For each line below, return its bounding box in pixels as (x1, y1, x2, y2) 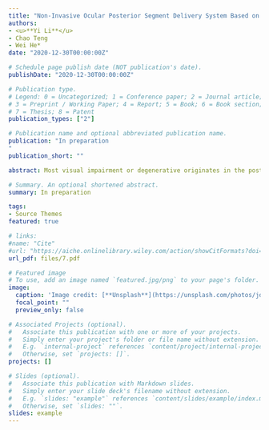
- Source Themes (8, 210, 62, 219)
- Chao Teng (8, 34, 48, 42)
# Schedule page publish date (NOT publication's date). (8, 63, 203, 72)
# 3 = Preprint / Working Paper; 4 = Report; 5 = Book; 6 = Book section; (8, 100, 263, 108)
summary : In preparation (8, 188, 91, 196)
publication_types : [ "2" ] (8, 115, 94, 123)
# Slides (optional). (8, 372, 81, 380)
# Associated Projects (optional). (8, 320, 127, 328)
